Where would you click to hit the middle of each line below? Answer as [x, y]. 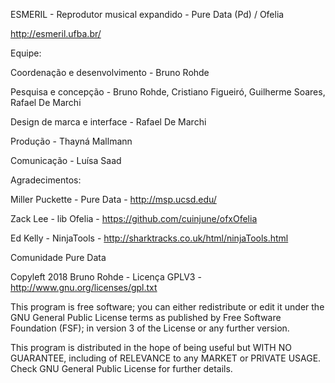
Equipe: [26, 53]
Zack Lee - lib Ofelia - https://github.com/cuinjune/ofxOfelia [134, 218]
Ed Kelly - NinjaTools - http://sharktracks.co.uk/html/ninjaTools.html [149, 238]
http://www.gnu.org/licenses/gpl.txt [84, 287]
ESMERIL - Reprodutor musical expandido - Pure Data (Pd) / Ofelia [147, 14]
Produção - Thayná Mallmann [71, 141]
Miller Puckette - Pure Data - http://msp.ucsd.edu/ [113, 199]
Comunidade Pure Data [58, 257]
